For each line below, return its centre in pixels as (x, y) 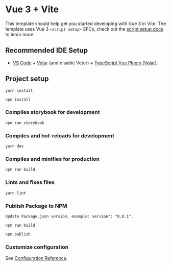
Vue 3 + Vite (32, 9)
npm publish (18, 234)
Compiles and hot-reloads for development (60, 135)
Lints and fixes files (30, 182)
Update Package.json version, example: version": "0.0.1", (69, 216)
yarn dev (15, 147)
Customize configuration (37, 247)
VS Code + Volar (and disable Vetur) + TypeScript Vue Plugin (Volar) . (85, 63)
